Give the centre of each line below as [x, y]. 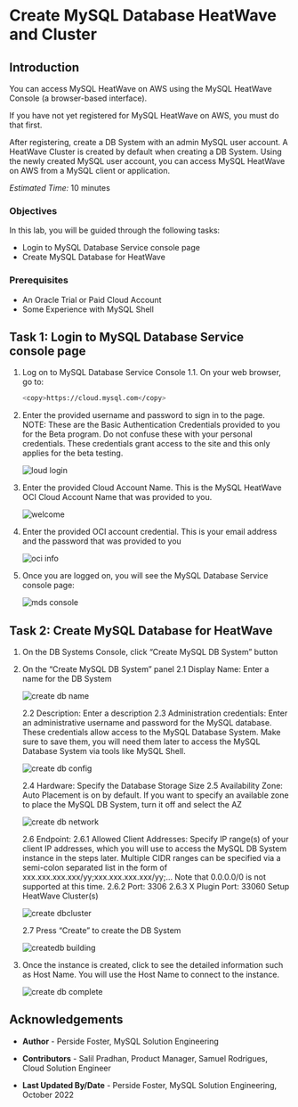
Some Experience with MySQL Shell [88, 309]
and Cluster [53, 34]
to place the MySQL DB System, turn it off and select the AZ [132, 805]
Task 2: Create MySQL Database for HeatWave [141, 631]
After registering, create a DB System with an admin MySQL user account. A [149, 142]
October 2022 [48, 1095]
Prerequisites [39, 280]
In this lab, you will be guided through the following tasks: [115, 230]
